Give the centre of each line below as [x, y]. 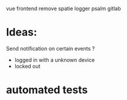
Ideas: [21, 32]
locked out [27, 66]
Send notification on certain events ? [51, 48]
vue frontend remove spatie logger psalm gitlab [63, 9]
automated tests [47, 90]
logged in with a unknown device [55, 60]
